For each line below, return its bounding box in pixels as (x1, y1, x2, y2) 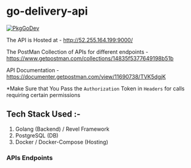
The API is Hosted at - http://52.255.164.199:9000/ (6, 36, 133, 43)
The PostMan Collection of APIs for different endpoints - (6, 48, 149, 56)
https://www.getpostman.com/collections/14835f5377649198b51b (6, 54, 174, 62)
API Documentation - (6, 66, 59, 74)
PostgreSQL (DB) (15, 131, 59, 139)
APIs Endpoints (6, 153, 53, 162)
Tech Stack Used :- (6, 109, 81, 120)
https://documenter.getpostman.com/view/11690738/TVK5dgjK (6, 73, 167, 80)
